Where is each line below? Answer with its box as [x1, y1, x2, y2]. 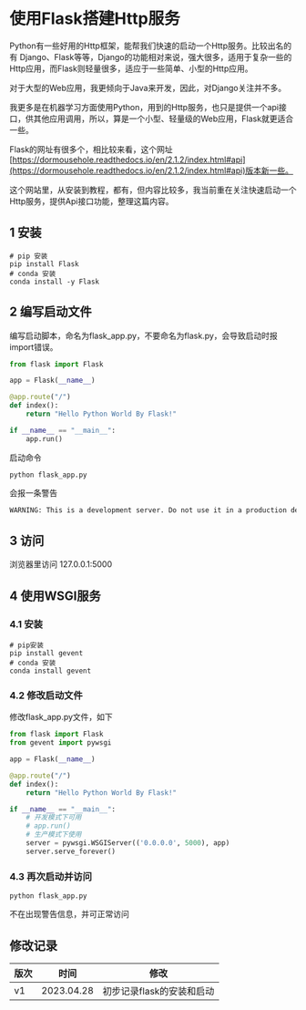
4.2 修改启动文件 [9, 689, 84, 702]
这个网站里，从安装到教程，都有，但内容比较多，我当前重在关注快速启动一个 [9, 184, 297, 195]
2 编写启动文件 [9, 304, 93, 320]
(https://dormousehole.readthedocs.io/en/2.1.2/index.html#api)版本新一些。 [9, 165, 294, 176]
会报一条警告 [9, 487, 57, 498]
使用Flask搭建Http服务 [9, 8, 180, 29]
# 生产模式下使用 [25, 830, 82, 840]
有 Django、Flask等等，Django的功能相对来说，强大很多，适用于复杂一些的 [9, 51, 292, 62]
